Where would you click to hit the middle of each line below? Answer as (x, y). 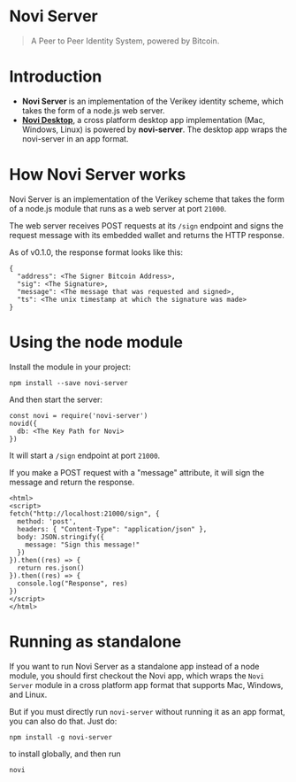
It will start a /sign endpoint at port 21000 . (85, 455)
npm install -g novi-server (61, 737)
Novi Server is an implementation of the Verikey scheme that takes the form (147, 199)
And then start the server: (56, 399)
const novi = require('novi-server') (79, 415)
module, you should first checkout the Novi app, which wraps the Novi (137, 676)
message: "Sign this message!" (83, 545)
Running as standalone (95, 642)
